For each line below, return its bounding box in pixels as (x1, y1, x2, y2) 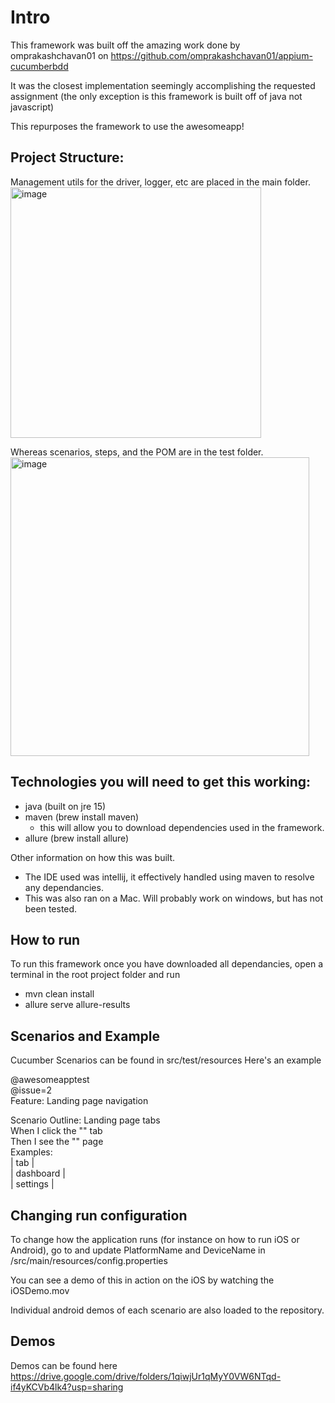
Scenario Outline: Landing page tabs (10, 1114, 161, 1126)
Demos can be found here (10, 1359, 118, 1371)
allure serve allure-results (24, 999, 131, 1011)
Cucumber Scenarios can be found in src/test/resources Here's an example (10, 1054, 322, 1066)
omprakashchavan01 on (10, 49, 109, 61)
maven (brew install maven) (24, 811, 140, 823)
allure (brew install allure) (24, 832, 130, 844)
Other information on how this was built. (10, 851, 176, 863)
